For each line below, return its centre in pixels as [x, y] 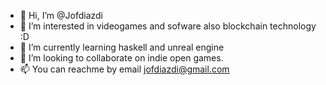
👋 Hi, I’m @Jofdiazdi [61, 15]
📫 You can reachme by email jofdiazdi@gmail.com [124, 69]
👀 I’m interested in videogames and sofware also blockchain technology [168, 26]
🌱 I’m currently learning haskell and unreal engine [122, 47]
